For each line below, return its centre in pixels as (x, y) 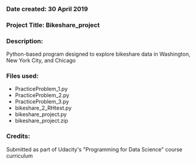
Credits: (18, 136)
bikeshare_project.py (41, 114)
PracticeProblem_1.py (41, 89)
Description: (25, 41)
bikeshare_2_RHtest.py (43, 108)
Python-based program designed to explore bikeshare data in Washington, (98, 54)
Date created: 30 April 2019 (47, 9)
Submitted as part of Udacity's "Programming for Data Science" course (94, 149)
